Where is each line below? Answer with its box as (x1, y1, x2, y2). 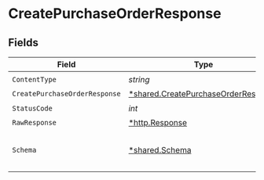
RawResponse (12, 118, 57, 127)
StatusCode (12, 103, 53, 113)
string (128, 74, 151, 85)
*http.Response (128, 117, 187, 128)
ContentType (12, 75, 57, 84)
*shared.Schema (128, 145, 192, 155)
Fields (8, 36, 39, 49)
